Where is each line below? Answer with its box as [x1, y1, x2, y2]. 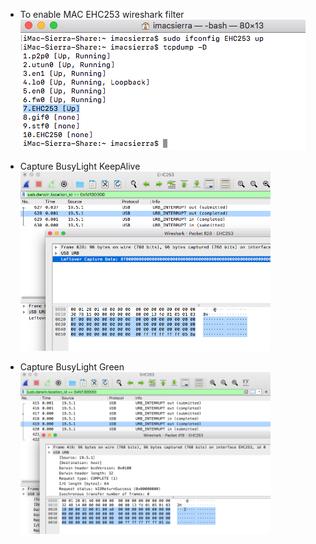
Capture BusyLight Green [19, 360, 125, 373]
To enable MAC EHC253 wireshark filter [19, 9, 185, 20]
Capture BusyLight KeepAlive [19, 160, 141, 172]
